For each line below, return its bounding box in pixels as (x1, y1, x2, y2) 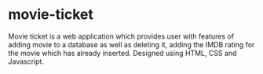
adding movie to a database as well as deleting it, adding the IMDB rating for (8, 39, 255, 49)
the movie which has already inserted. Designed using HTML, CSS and (8, 48, 237, 57)
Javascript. (8, 57, 45, 66)
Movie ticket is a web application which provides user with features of (8, 31, 234, 41)
